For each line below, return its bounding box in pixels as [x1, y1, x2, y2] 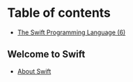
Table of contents [7, 5, 111, 21]
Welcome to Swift [7, 48, 86, 60]
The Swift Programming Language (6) [17, 28, 126, 36]
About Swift [17, 67, 52, 75]
